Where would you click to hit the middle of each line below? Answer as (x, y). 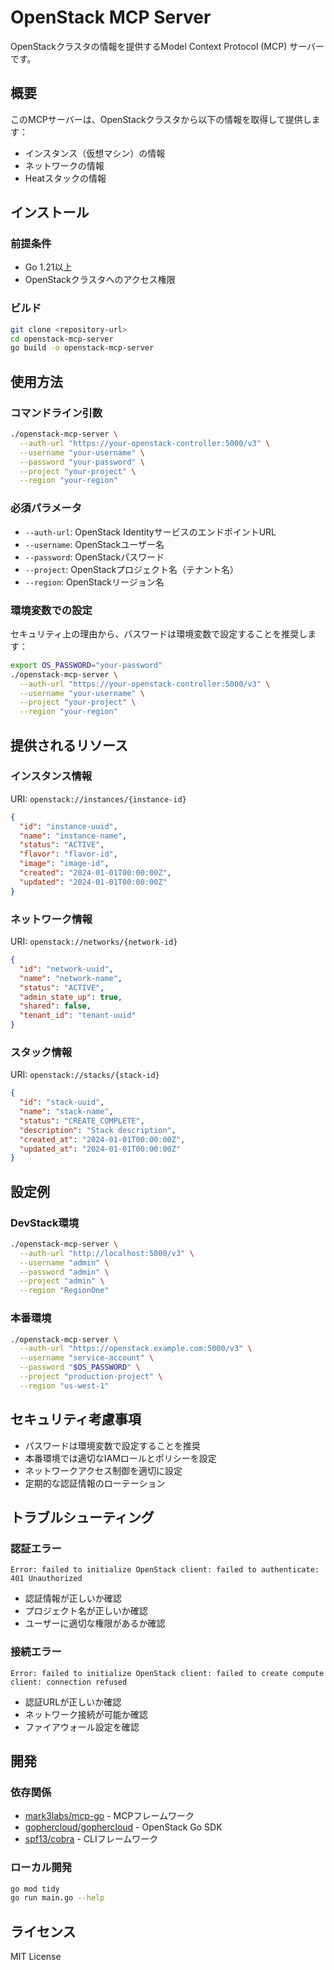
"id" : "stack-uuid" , (62, 1102)
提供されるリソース (69, 745)
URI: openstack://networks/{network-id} (94, 941)
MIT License (36, 1957)
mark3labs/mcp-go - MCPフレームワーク (109, 1816)
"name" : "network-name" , (71, 978)
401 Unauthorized (46, 1579)
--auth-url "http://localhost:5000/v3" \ (107, 1253)
